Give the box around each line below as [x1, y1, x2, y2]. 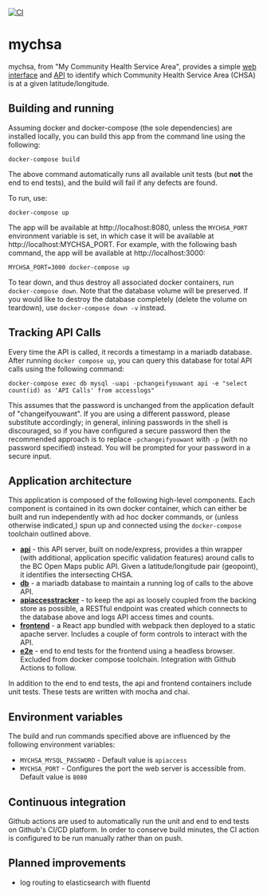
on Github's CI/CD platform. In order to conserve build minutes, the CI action [8, 825, 259, 834]
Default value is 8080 [19, 772, 88, 782]
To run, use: [8, 193, 48, 202]
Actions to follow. [19, 663, 77, 673]
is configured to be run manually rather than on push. [8, 834, 183, 842]
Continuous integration [8, 795, 126, 809]
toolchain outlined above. [8, 529, 92, 539]
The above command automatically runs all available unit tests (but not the [8, 169, 253, 179]
